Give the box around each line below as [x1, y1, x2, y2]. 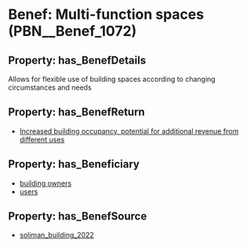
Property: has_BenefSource [8, 210, 147, 223]
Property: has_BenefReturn [8, 105, 145, 119]
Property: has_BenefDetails [8, 53, 147, 67]
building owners [19, 179, 72, 188]
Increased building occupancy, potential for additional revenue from [19, 126, 239, 135]
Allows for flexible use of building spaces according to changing [8, 75, 216, 83]
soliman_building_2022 [19, 230, 94, 240]
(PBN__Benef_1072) [8, 22, 137, 40]
